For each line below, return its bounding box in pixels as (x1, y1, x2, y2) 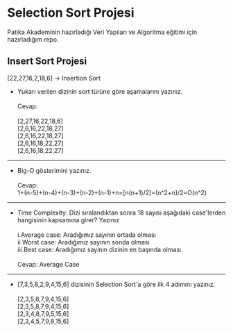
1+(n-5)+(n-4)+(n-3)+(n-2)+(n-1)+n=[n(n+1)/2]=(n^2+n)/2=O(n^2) (17, 188, 207, 197)
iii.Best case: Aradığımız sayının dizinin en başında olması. (17, 245, 184, 254)
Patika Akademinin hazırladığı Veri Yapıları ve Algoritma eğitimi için (7, 28, 198, 36)
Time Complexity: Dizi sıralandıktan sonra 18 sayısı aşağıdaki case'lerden (17, 208, 226, 217)
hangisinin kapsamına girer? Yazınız (17, 215, 120, 224)
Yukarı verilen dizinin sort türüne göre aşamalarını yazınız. (17, 87, 183, 95)
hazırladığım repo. (7, 35, 59, 43)
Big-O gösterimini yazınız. (17, 166, 92, 174)
